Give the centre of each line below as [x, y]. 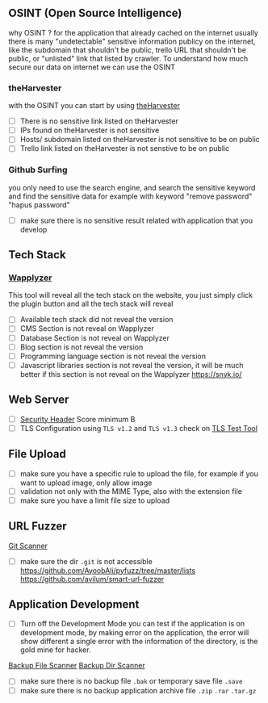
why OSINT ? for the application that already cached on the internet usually [133, 32]
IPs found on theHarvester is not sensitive [90, 130]
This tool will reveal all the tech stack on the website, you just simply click [131, 295]
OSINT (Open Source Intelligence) [95, 13]
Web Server [39, 400]
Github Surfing [38, 170]
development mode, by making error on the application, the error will [134, 633]
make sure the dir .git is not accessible [86, 561]
